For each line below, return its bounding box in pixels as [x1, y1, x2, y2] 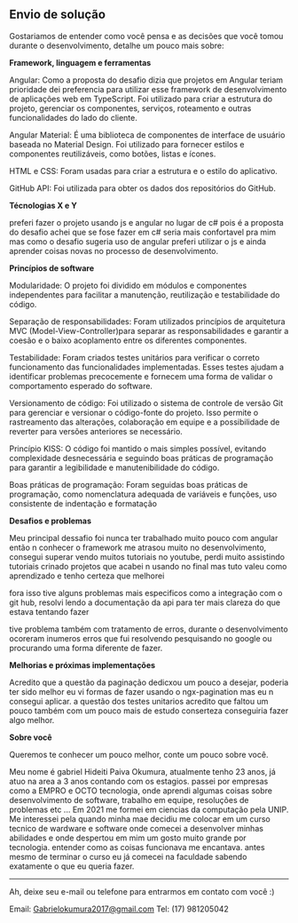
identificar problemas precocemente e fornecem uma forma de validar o [9, 370, 273, 381]
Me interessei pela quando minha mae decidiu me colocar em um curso [9, 813, 271, 824]
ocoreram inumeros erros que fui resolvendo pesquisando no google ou [9, 633, 272, 643]
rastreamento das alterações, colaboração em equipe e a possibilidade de [9, 417, 280, 427]
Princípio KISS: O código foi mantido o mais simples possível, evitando [9, 443, 267, 454]
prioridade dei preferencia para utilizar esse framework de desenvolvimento [9, 84, 287, 94]
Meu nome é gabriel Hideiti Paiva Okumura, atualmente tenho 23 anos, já [9, 766, 277, 776]
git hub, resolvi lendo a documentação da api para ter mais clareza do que [9, 597, 281, 608]
